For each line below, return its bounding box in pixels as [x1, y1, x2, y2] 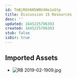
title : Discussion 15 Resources [5, 12, 72, 17]
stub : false [5, 30, 30, 35]
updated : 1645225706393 [5, 21, 55, 26]
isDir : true [5, 35, 30, 40]
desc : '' [5, 16, 23, 21]
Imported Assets [5, 53, 58, 62]
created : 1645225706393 [5, 26, 55, 31]
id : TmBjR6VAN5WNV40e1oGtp [5, 7, 61, 12]
